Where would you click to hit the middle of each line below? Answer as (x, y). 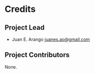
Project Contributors (37, 55)
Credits (20, 9)
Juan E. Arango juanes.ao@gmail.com (51, 39)
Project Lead (25, 28)
